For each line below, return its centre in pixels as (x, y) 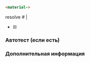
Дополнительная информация (45, 53)
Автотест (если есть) (32, 40)
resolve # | (16, 17)
